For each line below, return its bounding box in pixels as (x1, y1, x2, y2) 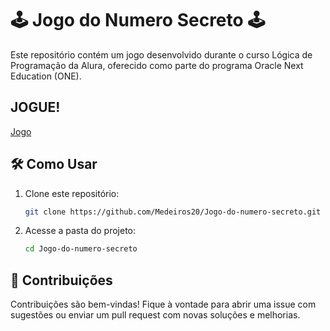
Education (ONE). (10, 70, 82, 82)
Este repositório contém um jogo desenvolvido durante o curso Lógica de (10, 48, 313, 61)
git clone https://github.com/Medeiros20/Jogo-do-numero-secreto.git (24, 207, 322, 217)
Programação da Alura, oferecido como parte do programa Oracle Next (10, 59, 304, 71)
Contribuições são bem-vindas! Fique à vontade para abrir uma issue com (10, 298, 317, 311)
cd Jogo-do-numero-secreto (24, 244, 138, 254)
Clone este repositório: (24, 187, 120, 199)
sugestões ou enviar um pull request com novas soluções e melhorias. (10, 309, 301, 321)
